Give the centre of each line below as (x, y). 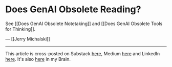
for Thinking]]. (20, 29)
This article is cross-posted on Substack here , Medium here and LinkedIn (83, 53)
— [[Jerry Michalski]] (28, 39)
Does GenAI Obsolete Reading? (73, 9)
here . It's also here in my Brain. (38, 59)
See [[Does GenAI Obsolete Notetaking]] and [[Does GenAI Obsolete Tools (84, 24)
